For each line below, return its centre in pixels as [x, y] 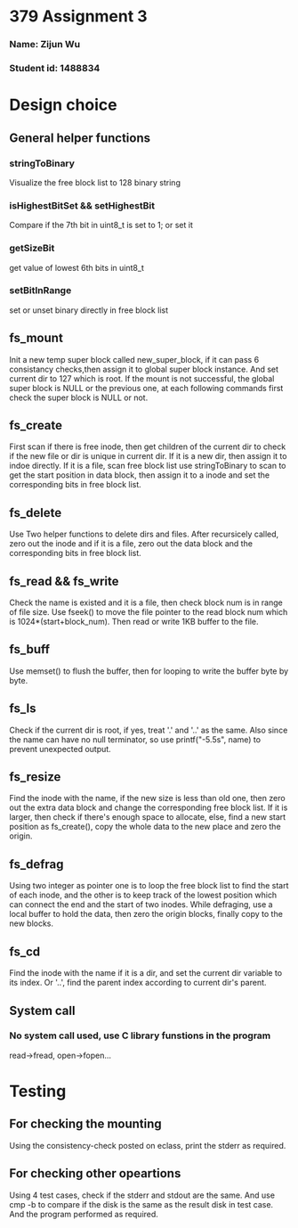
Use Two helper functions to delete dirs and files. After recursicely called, [144, 534]
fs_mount [36, 338]
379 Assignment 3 [79, 16]
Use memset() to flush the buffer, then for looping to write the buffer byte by [149, 671]
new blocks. [32, 923]
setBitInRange [40, 291]
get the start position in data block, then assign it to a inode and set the [139, 475]
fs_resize [35, 777]
